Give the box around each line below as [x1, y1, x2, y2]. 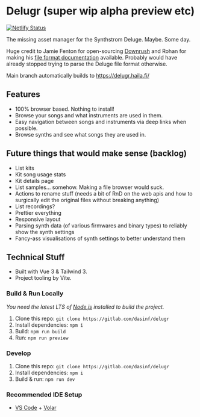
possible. [14, 125, 38, 132]
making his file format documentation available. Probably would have [6, 54, 178, 61]
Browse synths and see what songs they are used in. [14, 131, 146, 138]
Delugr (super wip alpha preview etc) [6, 4, 195, 18]
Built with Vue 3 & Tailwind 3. [14, 268, 87, 275]
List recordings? [14, 203, 55, 210]
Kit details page [14, 177, 54, 184]
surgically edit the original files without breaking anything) [14, 196, 160, 203]
